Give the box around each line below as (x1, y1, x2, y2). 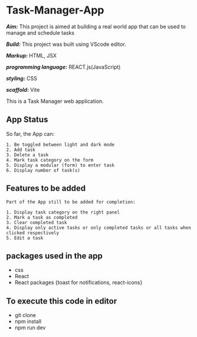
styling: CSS (6, 75, 37, 82)
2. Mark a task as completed (6, 214, 78, 221)
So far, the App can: (6, 130, 55, 137)
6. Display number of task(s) (6, 167, 81, 173)
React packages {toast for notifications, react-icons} (14, 279, 143, 286)
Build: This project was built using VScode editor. (6, 41, 127, 48)
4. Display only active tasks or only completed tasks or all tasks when (6, 225, 192, 231)
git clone (14, 312, 37, 319)
